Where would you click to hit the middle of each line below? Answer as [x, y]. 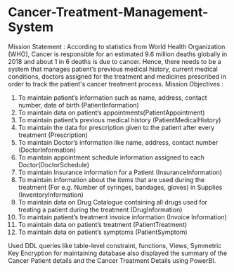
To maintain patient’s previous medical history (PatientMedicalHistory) [119, 119]
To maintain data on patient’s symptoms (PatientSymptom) [103, 232]
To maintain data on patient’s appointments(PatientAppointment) [111, 112]
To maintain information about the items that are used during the [111, 179]
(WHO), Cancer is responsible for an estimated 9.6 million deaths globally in [118, 54]
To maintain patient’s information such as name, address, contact [112, 97]
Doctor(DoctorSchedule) [54, 164]
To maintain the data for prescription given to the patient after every [116, 127]
